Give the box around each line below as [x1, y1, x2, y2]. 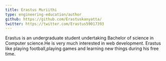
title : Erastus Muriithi [5, 7, 57, 12]
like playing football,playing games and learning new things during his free [5, 45, 159, 51]
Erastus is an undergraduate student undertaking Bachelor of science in [5, 35, 154, 41]
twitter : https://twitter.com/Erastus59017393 [5, 21, 104, 26]
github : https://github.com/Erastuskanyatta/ [5, 16, 102, 21]
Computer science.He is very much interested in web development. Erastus [5, 40, 161, 46]
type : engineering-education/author [5, 12, 82, 17]
